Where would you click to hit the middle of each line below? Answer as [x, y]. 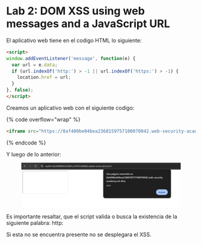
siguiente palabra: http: [35, 223]
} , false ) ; [20, 90]
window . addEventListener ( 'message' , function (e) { [71, 58]
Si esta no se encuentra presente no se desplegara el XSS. [79, 234]
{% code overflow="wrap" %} [44, 119]
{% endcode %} [26, 143]
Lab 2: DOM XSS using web [76, 11]
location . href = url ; [44, 77]
